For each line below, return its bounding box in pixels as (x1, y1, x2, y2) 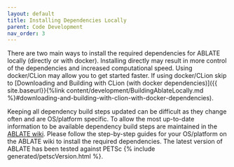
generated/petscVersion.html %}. (7, 152, 104, 161)
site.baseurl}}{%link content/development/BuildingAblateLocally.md (7, 86, 204, 95)
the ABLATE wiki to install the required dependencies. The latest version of (7, 138, 223, 146)
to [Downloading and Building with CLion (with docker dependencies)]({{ (7, 79, 218, 88)
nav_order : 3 (7, 29, 46, 37)
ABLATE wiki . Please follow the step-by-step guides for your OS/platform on (7, 130, 227, 138)
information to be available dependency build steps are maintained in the (7, 122, 218, 131)
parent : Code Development (7, 23, 83, 30)
